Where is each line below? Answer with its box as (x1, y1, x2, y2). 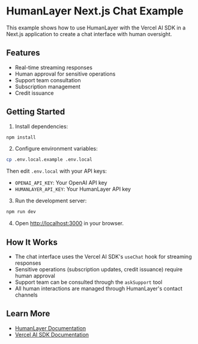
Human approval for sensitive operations (14, 70, 116, 77)
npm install (6, 134, 36, 140)
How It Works (6, 237, 58, 247)
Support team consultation (14, 76, 81, 83)
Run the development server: (14, 197, 87, 205)
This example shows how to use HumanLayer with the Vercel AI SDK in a (6, 24, 186, 31)
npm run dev (6, 209, 36, 215)
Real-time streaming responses (14, 64, 93, 71)
